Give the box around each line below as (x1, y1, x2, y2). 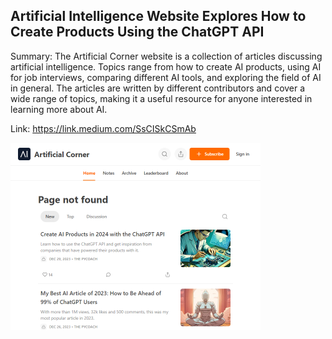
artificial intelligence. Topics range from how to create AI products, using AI (10, 60, 322, 73)
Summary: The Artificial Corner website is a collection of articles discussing (10, 50, 323, 62)
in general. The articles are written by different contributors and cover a (10, 82, 306, 94)
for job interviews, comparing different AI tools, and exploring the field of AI (10, 71, 322, 83)
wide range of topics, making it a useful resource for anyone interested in (10, 92, 313, 104)
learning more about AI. (10, 103, 108, 115)
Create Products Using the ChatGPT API (10, 24, 265, 41)
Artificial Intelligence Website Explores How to (10, 8, 307, 25)
